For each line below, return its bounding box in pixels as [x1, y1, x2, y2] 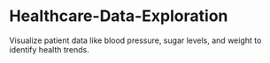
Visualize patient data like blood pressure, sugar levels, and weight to [9, 35, 262, 45]
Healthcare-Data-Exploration [9, 6, 228, 26]
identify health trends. [9, 44, 90, 54]
